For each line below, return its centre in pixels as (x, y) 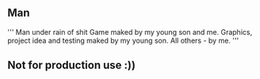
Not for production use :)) (72, 65)
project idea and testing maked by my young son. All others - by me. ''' (123, 40)
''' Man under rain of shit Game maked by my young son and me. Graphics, (130, 32)
